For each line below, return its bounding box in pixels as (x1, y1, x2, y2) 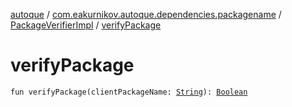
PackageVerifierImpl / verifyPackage (10, 19, 162, 31)
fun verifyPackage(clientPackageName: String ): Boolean (10, 87, 248, 97)
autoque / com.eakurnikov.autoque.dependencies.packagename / (10, 9, 282, 20)
